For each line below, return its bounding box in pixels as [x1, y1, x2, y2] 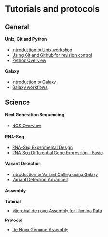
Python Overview [12, 57, 47, 63]
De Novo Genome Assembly [12, 227, 68, 233]
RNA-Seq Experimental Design [12, 144, 73, 150]
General [5, 23, 30, 31]
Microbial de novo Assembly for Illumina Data [12, 208, 102, 214]
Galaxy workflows [12, 84, 48, 90]
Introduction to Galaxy [12, 79, 56, 85]
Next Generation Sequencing [5, 111, 65, 117]
